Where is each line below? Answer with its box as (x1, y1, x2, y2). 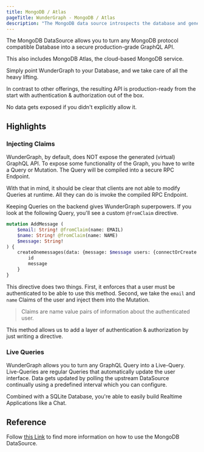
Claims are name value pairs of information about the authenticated (21, 308, 190, 315)
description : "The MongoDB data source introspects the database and (6, 20, 186, 26)
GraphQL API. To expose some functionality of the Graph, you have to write (6, 160, 195, 168)
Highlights (6, 121, 47, 132)
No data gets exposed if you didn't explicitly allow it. (6, 104, 137, 111)
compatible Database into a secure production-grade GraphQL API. (6, 43, 175, 51)
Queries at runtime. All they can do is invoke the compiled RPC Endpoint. (6, 191, 188, 199)
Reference (6, 417, 47, 427)
